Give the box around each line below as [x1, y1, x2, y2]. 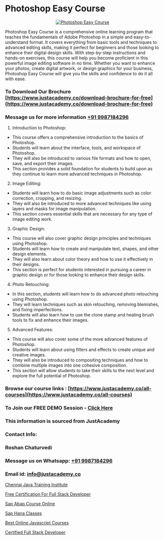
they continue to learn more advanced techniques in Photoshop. [12, 171, 142, 177]
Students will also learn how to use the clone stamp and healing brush [12, 312, 154, 318]
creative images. [12, 352, 46, 358]
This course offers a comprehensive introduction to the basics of [12, 134, 144, 140]
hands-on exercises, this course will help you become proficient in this [5, 55, 148, 61]
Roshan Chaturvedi [5, 444, 53, 451]
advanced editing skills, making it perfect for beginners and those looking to [5, 44, 159, 50]
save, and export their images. [12, 160, 74, 166]
